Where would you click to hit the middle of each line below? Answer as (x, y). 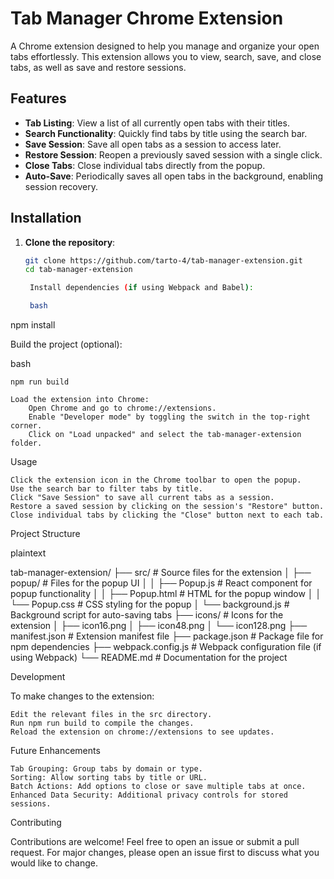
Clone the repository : (70, 242)
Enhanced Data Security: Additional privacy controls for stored (149, 795)
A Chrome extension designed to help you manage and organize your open (165, 46)
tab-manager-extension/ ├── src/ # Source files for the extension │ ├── (161, 573)
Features (38, 98)
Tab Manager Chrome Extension (147, 18)
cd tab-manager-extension (78, 270)
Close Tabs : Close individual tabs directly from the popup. (145, 165)
